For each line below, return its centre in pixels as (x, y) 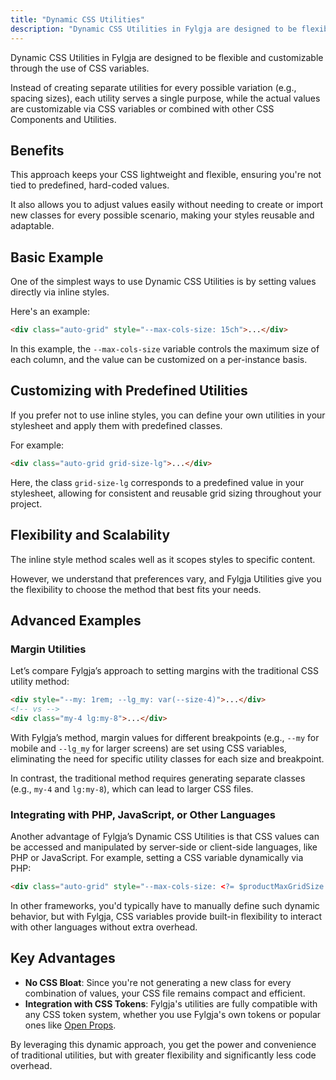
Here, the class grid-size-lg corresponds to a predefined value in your (157, 482)
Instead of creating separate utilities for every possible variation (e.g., (153, 87)
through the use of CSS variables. (80, 68)
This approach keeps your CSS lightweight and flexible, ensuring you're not (166, 175)
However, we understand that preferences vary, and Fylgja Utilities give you (166, 578)
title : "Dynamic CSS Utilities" (77, 19)
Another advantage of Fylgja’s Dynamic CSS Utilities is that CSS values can (165, 837)
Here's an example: (50, 312)
